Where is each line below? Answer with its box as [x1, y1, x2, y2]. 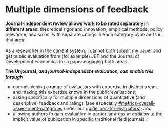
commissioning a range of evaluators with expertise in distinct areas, [12, 83, 158, 90]
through [5, 73, 23, 80]
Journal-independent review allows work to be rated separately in [5, 20, 149, 27]
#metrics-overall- [118, 99, 155, 106]
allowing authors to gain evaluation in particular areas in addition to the [12, 111, 163, 117]
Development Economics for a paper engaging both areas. [5, 58, 129, 64]
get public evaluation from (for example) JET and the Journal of [5, 53, 140, 59]
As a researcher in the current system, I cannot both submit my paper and [5, 47, 161, 54]
